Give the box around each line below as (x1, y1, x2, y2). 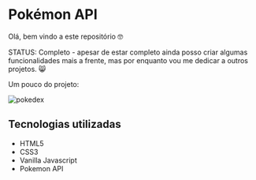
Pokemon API (19, 163, 64, 173)
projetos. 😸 (8, 64, 46, 73)
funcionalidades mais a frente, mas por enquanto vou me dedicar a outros (8, 55, 248, 65)
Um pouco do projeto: (8, 79, 80, 88)
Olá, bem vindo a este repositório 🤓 (8, 32, 124, 41)
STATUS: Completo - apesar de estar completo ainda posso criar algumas (8, 47, 248, 57)
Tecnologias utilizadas (8, 118, 121, 131)
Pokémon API (8, 6, 98, 24)
